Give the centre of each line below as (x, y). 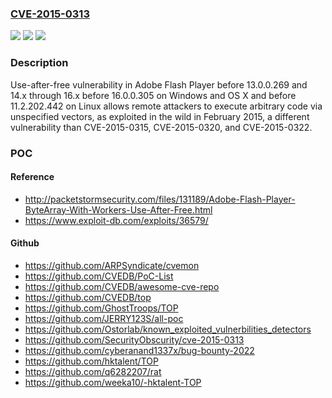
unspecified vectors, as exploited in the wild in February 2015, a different (160, 116)
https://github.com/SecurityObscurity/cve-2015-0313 (134, 339)
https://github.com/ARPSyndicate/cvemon (112, 265)
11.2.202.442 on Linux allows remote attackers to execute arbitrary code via (166, 106)
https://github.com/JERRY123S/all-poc (104, 318)
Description (39, 63)
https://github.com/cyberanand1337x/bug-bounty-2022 (139, 350)
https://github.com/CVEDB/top (88, 297)
